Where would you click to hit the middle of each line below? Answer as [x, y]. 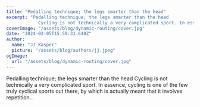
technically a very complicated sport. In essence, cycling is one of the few [97, 84]
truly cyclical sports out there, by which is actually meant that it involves [94, 91]
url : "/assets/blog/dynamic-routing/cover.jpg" [72, 61]
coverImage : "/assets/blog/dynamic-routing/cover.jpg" [76, 28]
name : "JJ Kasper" [35, 45]
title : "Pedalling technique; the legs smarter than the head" [86, 12]
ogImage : [17, 56]
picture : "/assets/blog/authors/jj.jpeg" [64, 51]
